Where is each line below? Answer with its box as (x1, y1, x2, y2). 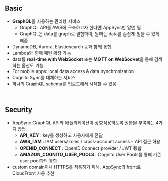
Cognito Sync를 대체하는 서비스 (12, 74, 76, 80)
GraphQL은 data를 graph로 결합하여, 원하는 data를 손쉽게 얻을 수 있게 (19, 30, 160, 37)
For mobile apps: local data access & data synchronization (12, 68, 135, 74)
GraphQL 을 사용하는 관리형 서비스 (12, 18, 81, 24)
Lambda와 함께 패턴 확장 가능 (12, 50, 72, 56)
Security (5, 105, 32, 114)
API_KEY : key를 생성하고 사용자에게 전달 (19, 132, 103, 138)
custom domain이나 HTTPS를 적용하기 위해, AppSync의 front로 (12, 164, 141, 170)
